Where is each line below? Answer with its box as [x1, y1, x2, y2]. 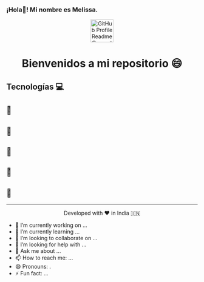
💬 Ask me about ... [15, 247, 61, 255]
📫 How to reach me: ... [15, 254, 73, 261]
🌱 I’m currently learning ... [15, 228, 80, 235]
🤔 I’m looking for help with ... [15, 241, 87, 248]
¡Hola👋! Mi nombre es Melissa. [6, 5, 98, 14]
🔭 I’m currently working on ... [15, 221, 87, 229]
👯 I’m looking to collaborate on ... [15, 235, 98, 242]
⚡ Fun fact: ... [15, 270, 49, 277]
